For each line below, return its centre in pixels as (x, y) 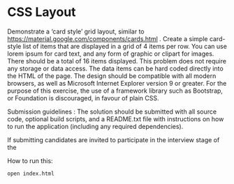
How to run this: (30, 160)
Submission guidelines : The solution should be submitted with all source (112, 112)
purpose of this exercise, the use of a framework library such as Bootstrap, (115, 91)
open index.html (31, 174)
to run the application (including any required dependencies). (95, 126)
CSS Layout (42, 12)
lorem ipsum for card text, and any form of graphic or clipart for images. (111, 54)
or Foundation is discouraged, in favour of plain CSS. (83, 98)
